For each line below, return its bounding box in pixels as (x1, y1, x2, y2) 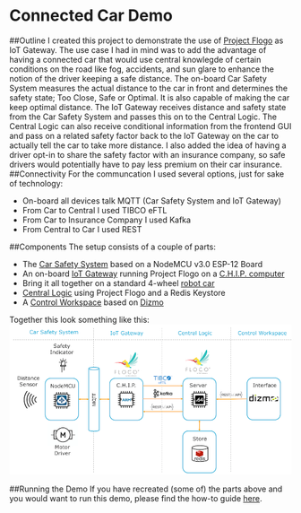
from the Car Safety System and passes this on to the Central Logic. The (9, 111, 278, 122)
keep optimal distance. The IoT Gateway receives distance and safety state (9, 101, 287, 112)
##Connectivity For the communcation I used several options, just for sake (9, 168, 285, 179)
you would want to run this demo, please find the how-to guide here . (9, 492, 262, 503)
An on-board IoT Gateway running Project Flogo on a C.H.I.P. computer (21, 268, 285, 279)
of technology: (9, 178, 64, 188)
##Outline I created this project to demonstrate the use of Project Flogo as (9, 35, 284, 46)
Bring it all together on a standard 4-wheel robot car (21, 277, 215, 288)
